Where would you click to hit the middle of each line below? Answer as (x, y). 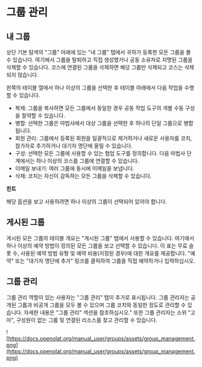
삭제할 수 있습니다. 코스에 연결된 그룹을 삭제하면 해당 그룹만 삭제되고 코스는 (95, 67)
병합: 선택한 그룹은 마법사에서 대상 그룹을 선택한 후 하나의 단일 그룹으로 (99, 123)
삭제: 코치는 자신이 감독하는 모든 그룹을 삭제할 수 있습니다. (83, 176)
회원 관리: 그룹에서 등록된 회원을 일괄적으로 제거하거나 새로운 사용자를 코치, (103, 138)
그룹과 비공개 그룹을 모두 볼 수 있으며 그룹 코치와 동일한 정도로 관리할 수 (102, 305)
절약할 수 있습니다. (43, 116)
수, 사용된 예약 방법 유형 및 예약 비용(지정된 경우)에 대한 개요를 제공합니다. (99, 253)
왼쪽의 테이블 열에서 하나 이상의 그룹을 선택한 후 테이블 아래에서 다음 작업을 (95, 88)
